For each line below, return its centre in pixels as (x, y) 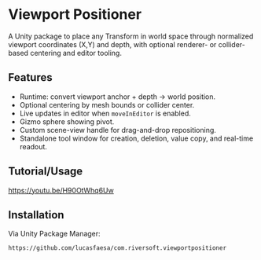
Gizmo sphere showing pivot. (67, 121)
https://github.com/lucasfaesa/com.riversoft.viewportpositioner (117, 248)
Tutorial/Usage (46, 172)
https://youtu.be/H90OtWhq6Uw (61, 190)
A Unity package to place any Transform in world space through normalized (131, 36)
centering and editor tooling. (76, 53)
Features (30, 77)
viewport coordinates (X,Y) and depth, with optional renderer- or (112, 44)
